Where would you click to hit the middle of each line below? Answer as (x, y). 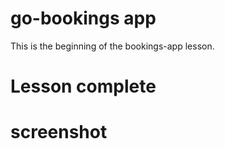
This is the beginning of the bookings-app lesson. (112, 46)
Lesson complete (83, 86)
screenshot (59, 132)
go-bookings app (83, 18)
